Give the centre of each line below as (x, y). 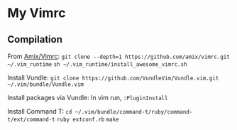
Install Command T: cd (40, 111)
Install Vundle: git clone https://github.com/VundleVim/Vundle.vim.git (113, 77)
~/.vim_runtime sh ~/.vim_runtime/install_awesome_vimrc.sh (97, 65)
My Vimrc (37, 13)
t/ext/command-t (31, 119)
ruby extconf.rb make (88, 119)
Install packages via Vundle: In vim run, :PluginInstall (88, 98)
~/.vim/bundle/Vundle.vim (45, 85)
